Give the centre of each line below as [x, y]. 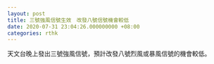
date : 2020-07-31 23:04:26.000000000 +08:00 [74, 26]
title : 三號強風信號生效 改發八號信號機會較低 [68, 20]
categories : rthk [33, 33]
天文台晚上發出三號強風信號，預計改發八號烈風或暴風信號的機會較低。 [109, 54]
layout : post [26, 14]
